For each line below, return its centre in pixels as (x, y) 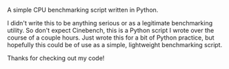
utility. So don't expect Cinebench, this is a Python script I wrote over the (111, 30)
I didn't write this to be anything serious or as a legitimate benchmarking (110, 23)
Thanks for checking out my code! (56, 58)
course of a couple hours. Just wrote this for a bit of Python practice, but (111, 38)
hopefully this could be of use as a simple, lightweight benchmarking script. (115, 45)
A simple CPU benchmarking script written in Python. (83, 10)
